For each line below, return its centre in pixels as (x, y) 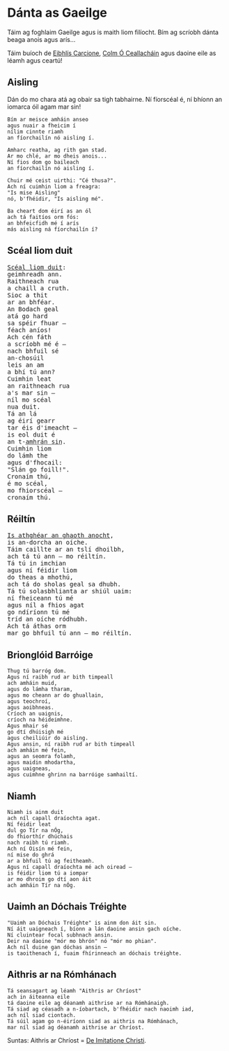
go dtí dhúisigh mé (35, 732)
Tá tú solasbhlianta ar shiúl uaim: (70, 591)
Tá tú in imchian (37, 564)
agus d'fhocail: (35, 462)
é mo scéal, (27, 483)
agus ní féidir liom (42, 570)
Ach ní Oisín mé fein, (40, 849)
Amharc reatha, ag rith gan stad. (57, 150)
